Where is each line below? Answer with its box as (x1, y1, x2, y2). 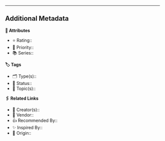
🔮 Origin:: (12, 130, 31, 136)
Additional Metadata (5, 14, 69, 23)
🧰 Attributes (5, 28, 30, 33)
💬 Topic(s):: (12, 85, 36, 91)
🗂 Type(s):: (12, 73, 37, 79)
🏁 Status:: (12, 80, 32, 86)
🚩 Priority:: (12, 44, 34, 50)
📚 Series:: (12, 50, 34, 56)
